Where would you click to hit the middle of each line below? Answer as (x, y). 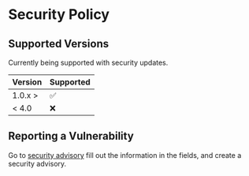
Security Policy (59, 15)
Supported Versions (58, 44)
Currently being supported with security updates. (88, 62)
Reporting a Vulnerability (71, 136)
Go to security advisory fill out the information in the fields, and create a (125, 155)
